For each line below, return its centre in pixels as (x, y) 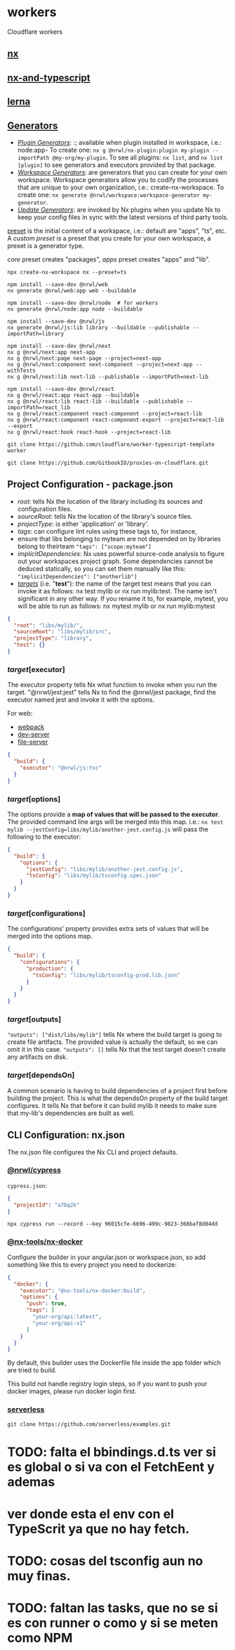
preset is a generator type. (46, 245)
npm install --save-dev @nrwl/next (59, 346)
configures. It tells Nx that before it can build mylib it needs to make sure (112, 1105)
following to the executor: (44, 837)
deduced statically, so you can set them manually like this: (101, 568)
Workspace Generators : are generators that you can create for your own (122, 172)
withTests (22, 370)
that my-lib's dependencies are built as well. (71, 1113)
